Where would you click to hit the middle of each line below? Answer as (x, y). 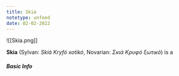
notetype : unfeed (28, 18)
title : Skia (21, 12)
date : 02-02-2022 (28, 23)
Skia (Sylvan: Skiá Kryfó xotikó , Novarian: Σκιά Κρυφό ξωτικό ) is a (90, 52)
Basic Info (19, 66)
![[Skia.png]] (22, 41)
